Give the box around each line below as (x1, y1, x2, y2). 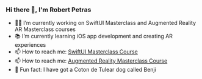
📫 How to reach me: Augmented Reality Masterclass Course (14, 57, 168, 64)
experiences (14, 41, 46, 49)
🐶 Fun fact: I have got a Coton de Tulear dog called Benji (14, 66, 156, 74)
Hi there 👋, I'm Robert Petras (5, 5, 92, 14)
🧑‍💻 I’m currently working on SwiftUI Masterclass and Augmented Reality (14, 19, 197, 27)
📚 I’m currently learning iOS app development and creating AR (14, 33, 173, 40)
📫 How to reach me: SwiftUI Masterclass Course (14, 48, 138, 55)
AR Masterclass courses (14, 26, 76, 33)
